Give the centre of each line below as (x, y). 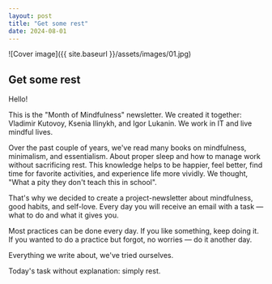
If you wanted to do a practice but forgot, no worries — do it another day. (130, 239)
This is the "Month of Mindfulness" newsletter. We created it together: (125, 115)
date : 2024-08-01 (38, 31)
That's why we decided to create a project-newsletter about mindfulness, (131, 198)
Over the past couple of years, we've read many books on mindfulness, (127, 148)
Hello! (18, 99)
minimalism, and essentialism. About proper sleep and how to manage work (135, 157)
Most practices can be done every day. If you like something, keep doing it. (134, 231)
